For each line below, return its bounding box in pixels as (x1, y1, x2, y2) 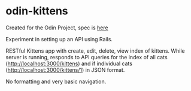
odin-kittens (5, 4, 68, 18)
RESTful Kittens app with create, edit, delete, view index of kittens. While (5, 47, 185, 54)
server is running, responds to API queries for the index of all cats (5, 53, 168, 60)
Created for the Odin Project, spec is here (5, 24, 108, 31)
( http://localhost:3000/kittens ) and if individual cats (5, 60, 133, 67)
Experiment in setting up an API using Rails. (5, 35, 113, 43)
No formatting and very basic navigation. (5, 78, 107, 85)
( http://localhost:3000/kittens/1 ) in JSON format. (5, 66, 125, 73)
